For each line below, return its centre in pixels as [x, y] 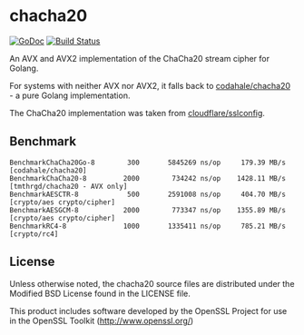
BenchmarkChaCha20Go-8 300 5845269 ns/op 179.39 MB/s [147, 163]
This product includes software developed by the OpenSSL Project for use [148, 310]
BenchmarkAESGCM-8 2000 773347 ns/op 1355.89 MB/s [147, 210]
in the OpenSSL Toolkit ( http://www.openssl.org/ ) [102, 320]
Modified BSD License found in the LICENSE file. [100, 293]
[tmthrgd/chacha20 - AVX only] [69, 186]
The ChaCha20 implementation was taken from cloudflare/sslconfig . [137, 113]
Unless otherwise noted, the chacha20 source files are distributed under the [152, 283]
